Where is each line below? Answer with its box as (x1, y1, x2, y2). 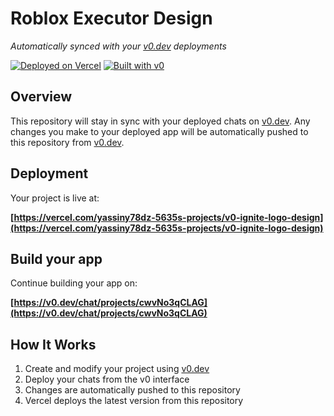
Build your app (10, 250, 103, 267)
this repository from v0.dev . (10, 136, 125, 148)
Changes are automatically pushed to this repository (24, 384, 241, 396)
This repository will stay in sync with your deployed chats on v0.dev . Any (10, 115, 311, 127)
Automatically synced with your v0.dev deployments (10, 40, 227, 52)
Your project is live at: (10, 192, 100, 204)
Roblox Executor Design (10, 7, 213, 30)
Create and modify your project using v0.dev (24, 363, 210, 375)
